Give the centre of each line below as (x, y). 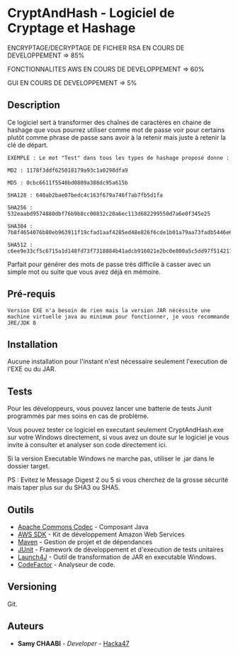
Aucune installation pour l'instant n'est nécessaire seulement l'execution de (118, 362)
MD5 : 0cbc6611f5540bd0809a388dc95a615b (68, 182)
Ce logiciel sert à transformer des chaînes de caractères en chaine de (109, 122)
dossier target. (29, 466)
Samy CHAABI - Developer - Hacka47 (73, 643)
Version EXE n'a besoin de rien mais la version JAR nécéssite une (109, 310)
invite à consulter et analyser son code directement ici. (87, 445)
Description (34, 105)
